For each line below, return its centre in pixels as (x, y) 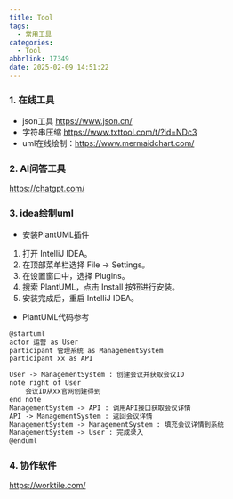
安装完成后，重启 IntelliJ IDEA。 (80, 298)
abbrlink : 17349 (39, 59)
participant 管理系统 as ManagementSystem (86, 350)
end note (25, 399)
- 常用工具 (35, 34)
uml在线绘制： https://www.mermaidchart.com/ (108, 143)
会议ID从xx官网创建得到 (63, 392)
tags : (19, 26)
